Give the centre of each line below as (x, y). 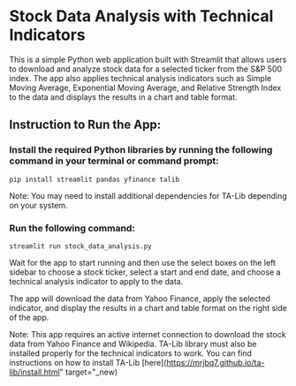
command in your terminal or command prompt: (114, 161)
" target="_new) (89, 372)
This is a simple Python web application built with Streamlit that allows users (148, 59)
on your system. (38, 205)
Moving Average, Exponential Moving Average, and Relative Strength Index (145, 87)
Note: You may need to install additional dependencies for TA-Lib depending (148, 195)
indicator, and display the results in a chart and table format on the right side (148, 307)
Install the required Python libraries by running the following (141, 150)
